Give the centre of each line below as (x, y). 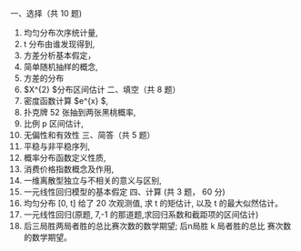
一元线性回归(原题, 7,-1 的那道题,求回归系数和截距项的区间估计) (141, 215)
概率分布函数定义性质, (65, 158)
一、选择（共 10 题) (46, 13)
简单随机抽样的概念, (60, 67)
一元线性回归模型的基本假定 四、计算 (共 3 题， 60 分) (124, 192)
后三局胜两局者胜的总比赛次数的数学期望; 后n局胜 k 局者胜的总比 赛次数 (157, 226)
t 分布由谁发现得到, (59, 44)
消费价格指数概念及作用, (69, 169)
